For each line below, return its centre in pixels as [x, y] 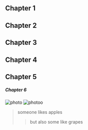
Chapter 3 [21, 43]
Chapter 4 [21, 60]
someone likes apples [40, 112]
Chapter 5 [21, 77]
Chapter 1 [20, 8]
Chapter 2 [21, 25]
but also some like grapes [56, 122]
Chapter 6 [16, 90]
